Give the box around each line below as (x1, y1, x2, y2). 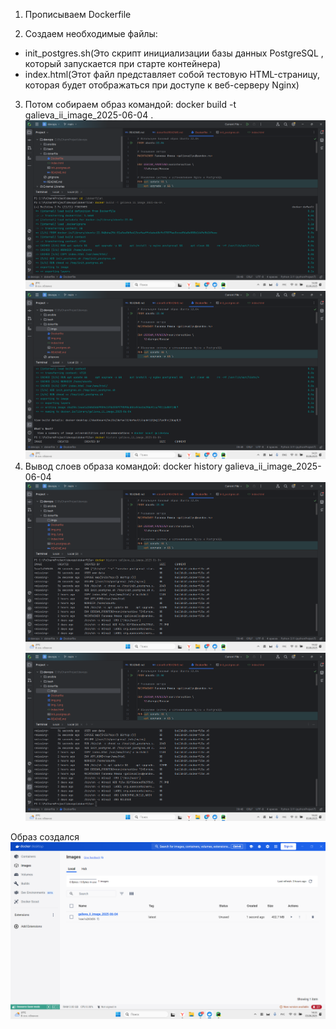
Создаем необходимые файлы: (24, 28, 158, 39)
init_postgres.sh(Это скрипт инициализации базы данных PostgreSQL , (24, 47, 324, 59)
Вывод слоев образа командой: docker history (24, 460, 223, 473)
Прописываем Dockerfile (24, 9, 132, 20)
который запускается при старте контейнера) (24, 58, 222, 69)
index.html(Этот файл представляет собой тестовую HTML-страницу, (24, 69, 320, 80)
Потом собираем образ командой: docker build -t (24, 99, 237, 110)
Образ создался (10, 830, 80, 843)
